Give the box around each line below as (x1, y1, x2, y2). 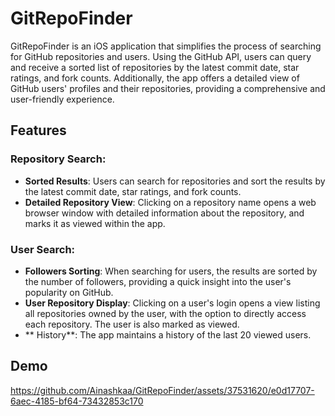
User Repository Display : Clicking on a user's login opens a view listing (24, 297, 321, 309)
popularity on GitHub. (24, 286, 114, 298)
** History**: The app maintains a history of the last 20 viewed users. (24, 328, 312, 341)
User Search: (10, 242, 76, 256)
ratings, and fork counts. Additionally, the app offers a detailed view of (10, 72, 300, 84)
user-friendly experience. (10, 93, 115, 105)
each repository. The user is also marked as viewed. (24, 318, 240, 330)
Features (10, 122, 67, 139)
